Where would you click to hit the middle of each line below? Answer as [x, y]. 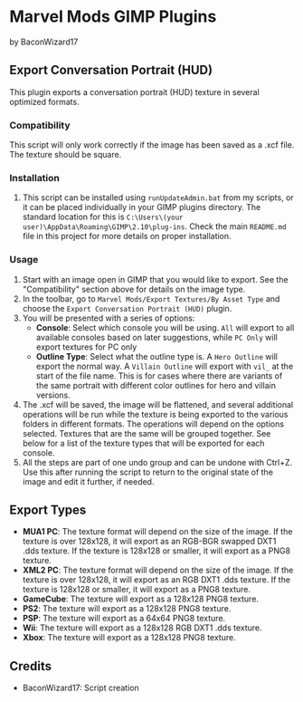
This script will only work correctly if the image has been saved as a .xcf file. [152, 145]
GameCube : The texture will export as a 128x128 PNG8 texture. [141, 599]
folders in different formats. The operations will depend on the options [153, 424]
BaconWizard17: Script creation [80, 688]
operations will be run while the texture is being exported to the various [155, 414]
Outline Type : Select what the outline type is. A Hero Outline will [157, 356]
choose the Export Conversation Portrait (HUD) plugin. [127, 308]
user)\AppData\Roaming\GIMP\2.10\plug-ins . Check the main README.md [154, 226]
